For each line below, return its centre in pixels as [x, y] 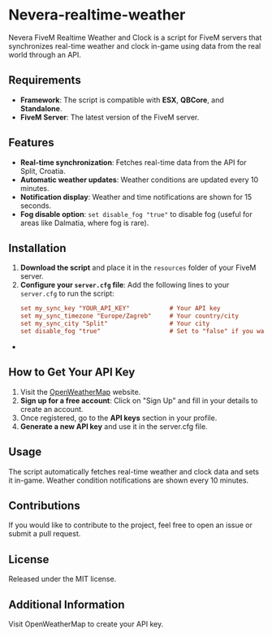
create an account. [52, 409]
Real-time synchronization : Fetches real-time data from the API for [133, 162]
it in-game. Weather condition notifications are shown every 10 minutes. [129, 480]
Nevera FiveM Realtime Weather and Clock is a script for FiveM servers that [135, 37]
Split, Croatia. [43, 171]
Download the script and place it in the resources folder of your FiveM [138, 268]
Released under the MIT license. [63, 579]
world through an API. [45, 54]
